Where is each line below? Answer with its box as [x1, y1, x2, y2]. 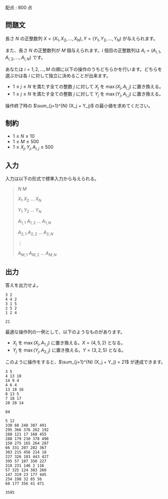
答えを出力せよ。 [5, 282, 41, 288]
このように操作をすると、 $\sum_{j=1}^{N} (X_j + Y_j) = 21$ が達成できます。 [5, 359, 166, 365]
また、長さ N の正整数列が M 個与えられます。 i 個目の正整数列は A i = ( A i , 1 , [5, 47, 161, 55]
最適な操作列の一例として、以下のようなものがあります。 [5, 329, 125, 335]
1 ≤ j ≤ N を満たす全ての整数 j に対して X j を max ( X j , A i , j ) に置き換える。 [12, 83, 164, 91]
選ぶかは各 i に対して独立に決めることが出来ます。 [5, 73, 111, 79]
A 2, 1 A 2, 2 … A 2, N [17, 229, 53, 236]
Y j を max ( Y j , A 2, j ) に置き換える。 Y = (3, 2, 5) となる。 [12, 347, 126, 354]
